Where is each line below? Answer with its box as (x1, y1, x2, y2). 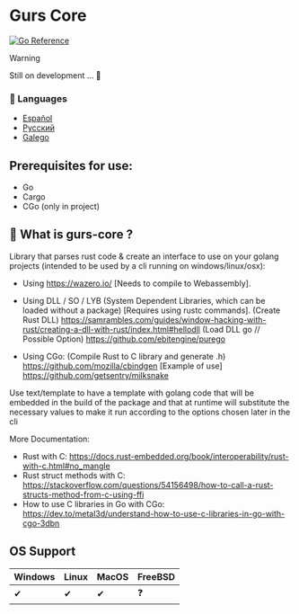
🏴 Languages (9, 92, 67, 104)
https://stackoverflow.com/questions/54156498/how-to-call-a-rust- (22, 479, 274, 490)
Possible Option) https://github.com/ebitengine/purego (22, 334, 226, 344)
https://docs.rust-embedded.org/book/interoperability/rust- (68, 450, 289, 461)
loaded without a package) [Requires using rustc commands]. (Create (22, 305, 281, 316)
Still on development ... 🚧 (9, 69, 101, 81)
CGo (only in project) (22, 201, 101, 212)
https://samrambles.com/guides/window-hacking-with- (60, 314, 267, 325)
